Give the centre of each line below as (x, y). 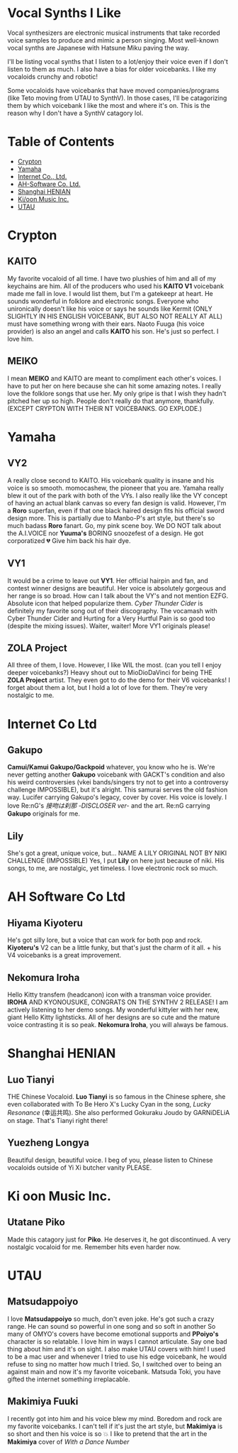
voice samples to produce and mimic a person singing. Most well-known (113, 40)
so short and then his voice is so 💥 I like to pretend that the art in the (107, 1433)
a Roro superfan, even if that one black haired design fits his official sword (116, 510)
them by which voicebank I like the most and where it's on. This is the (109, 105)
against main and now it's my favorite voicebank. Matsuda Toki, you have (114, 1371)
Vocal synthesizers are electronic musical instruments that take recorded (114, 33)
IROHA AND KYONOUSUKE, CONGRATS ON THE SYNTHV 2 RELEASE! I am (118, 1002)
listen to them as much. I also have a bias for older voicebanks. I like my (112, 69)
